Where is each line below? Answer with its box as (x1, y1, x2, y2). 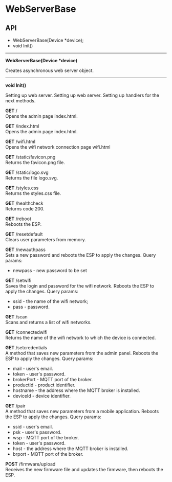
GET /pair (5, 403, 26, 409)
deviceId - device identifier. (12, 393, 71, 399)
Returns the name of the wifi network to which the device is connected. (5, 335, 156, 341)
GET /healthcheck (5, 200, 44, 206)
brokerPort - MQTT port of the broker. (12, 377, 93, 382)
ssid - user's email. (12, 424, 53, 430)
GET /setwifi (5, 277, 32, 283)
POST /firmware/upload (5, 461, 56, 467)
